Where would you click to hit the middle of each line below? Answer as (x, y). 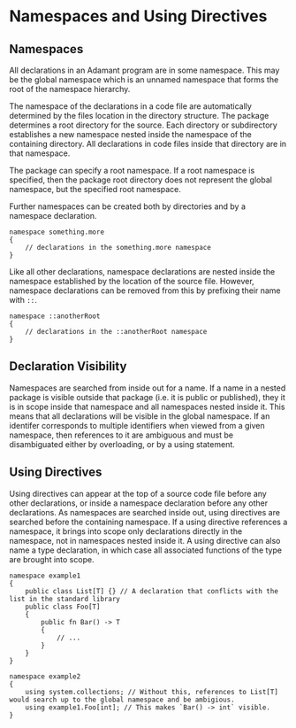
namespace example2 (45, 676)
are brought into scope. (52, 559)
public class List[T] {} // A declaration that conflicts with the (152, 591)
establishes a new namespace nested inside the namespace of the (130, 134)
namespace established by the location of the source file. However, (132, 281)
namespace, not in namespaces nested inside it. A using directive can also (145, 540)
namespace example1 (45, 576)
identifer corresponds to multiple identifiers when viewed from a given (137, 425)
